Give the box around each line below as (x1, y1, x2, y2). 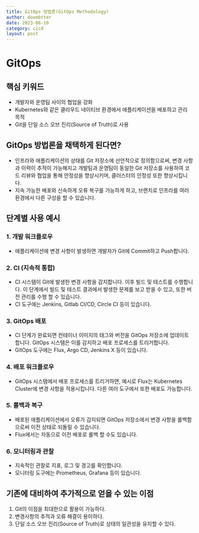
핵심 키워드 (6, 82, 45, 92)
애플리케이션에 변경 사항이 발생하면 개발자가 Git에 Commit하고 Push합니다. (14, 247, 189, 254)
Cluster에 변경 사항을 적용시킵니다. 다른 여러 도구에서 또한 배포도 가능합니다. (14, 385, 192, 392)
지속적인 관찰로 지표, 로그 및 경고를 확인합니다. (14, 462, 123, 469)
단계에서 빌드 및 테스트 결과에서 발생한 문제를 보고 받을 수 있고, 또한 (29, 285, 186, 292)
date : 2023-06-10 (6, 20, 49, 26)
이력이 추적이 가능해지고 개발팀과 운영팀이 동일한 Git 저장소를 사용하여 (21, 164, 184, 172)
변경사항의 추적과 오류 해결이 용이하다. (14, 513, 104, 520)
